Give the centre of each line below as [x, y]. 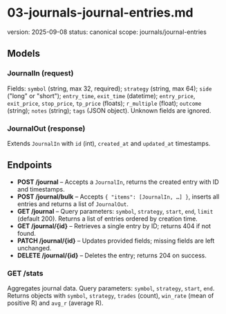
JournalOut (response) [46, 128]
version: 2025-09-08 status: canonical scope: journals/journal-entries [107, 32]
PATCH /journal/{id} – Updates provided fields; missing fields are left [116, 241]
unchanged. [34, 248]
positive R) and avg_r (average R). [55, 303]
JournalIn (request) [40, 73]
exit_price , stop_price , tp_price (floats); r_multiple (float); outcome [104, 103]
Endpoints [30, 165]
